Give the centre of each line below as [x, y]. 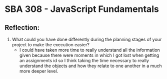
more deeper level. [39, 71]
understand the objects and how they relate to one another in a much [90, 66]
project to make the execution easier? [50, 45]
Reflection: [22, 28]
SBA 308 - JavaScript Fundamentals [82, 9]
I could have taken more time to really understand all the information [90, 50]
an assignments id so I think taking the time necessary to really [84, 60]
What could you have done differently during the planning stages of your [87, 39]
